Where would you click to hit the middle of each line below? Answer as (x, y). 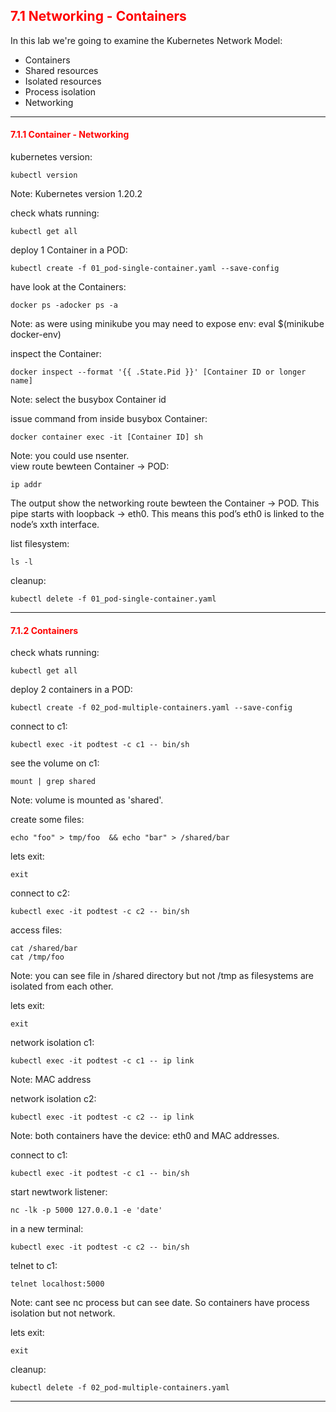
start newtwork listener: (59, 1192)
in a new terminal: (47, 1229)
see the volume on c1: (55, 763)
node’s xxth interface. (55, 525)
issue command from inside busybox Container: (109, 419)
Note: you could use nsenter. (70, 456)
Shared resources (61, 70)
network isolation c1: (52, 1043)
